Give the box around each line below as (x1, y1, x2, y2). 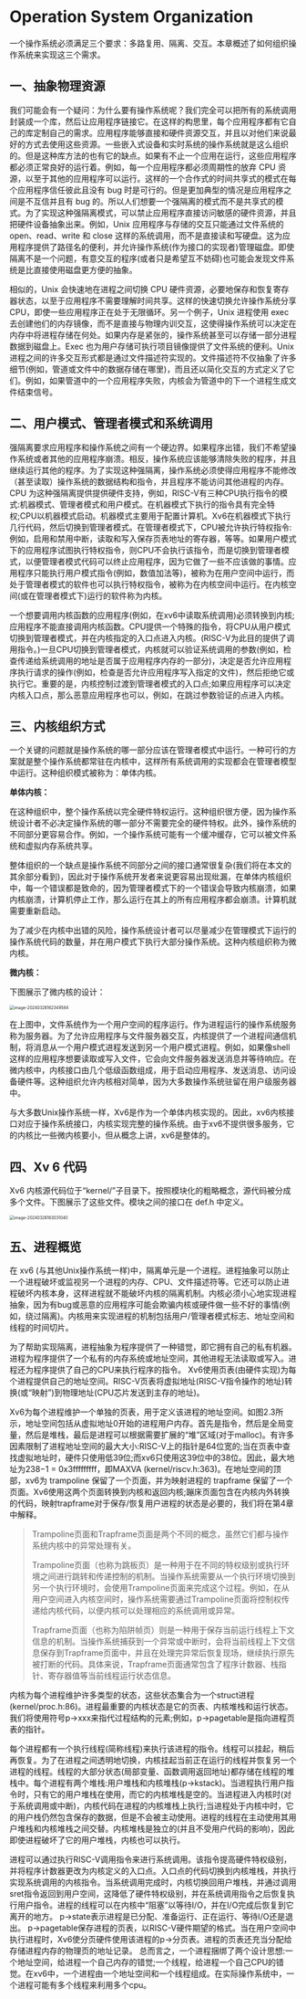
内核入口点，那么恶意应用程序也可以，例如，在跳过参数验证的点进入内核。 (9, 689, 289, 700)
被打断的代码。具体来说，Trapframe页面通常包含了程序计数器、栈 (31, 1659, 280, 1669)
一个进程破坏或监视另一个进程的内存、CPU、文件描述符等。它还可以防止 (9, 1277, 282, 1287)
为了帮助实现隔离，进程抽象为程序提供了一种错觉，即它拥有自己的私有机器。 (9, 1341, 297, 1352)
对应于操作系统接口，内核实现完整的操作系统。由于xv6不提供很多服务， (16, 1119, 287, 1130)
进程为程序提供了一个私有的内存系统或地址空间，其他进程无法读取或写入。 (9, 1353, 289, 1363)
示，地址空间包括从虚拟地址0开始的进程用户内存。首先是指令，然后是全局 (9, 1418, 286, 1428)
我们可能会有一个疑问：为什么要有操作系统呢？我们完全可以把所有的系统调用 (9, 104, 297, 115)
